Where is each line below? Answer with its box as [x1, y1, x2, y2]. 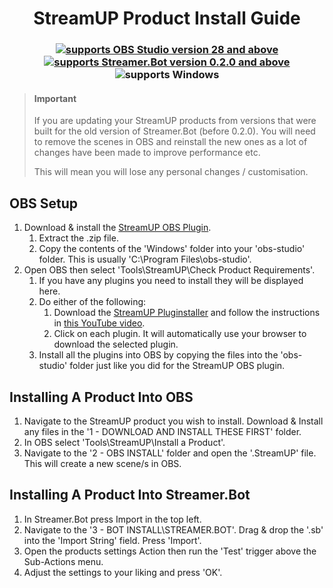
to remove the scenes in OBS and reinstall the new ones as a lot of [33, 136, 308, 148]
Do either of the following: [38, 296, 147, 308]
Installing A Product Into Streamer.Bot [9, 487, 251, 504]
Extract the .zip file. [38, 232, 119, 244]
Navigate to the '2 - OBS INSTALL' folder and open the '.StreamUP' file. [23, 447, 317, 459]
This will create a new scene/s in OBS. [23, 457, 182, 469]
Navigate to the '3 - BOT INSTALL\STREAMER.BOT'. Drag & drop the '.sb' [23, 523, 324, 536]
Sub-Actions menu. [23, 555, 104, 567]
